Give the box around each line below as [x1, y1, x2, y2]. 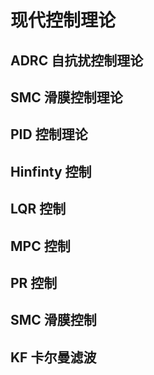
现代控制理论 [10, 9, 117, 32]
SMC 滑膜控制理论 [10, 89, 123, 106]
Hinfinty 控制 [10, 163, 92, 180]
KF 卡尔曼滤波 [10, 349, 97, 366]
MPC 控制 [10, 237, 71, 255]
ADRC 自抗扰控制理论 [10, 52, 144, 69]
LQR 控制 [10, 201, 67, 218]
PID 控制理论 [10, 126, 88, 143]
